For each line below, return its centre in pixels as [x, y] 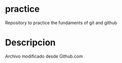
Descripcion [30, 43]
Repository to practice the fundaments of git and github [61, 23]
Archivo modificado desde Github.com [44, 56]
